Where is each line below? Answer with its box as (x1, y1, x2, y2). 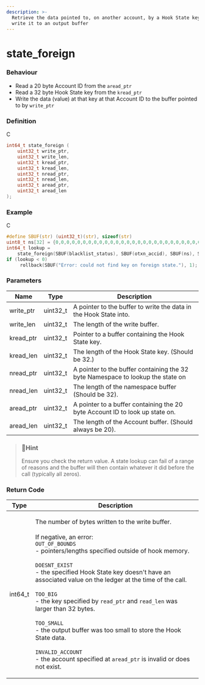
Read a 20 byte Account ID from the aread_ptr (15, 82, 132, 89)
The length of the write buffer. (73, 320, 159, 328)
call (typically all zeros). (21, 470, 81, 478)
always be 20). (73, 425, 116, 434)
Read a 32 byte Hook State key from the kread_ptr (15, 88, 142, 96)
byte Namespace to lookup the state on (73, 373, 186, 381)
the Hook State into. (73, 310, 130, 318)
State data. (35, 634, 67, 642)
